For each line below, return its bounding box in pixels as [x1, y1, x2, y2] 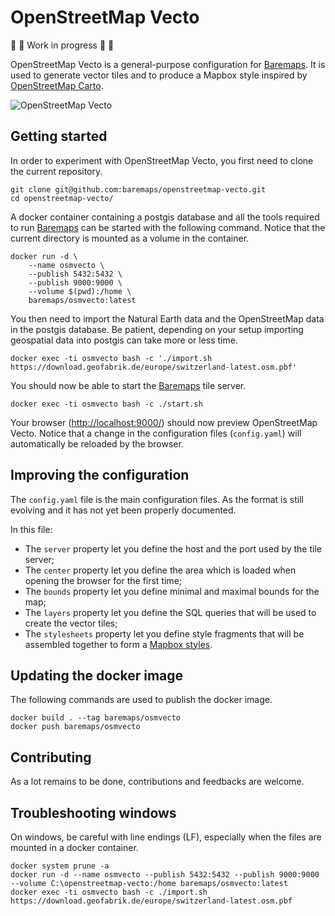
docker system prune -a [10, 861, 110, 871]
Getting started [10, 128, 108, 145]
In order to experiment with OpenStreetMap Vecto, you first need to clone [10, 154, 314, 166]
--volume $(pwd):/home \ [28, 286, 132, 296]
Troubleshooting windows [10, 804, 177, 821]
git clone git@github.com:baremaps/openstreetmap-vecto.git [10, 184, 267, 195]
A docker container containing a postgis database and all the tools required [10, 211, 320, 223]
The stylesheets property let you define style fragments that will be [24, 627, 305, 640]
